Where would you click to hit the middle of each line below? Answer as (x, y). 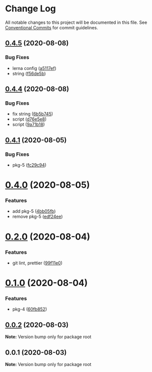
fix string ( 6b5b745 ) (33, 114)
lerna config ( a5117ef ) (34, 68)
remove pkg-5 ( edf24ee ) (37, 217)
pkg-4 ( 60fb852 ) (29, 309)
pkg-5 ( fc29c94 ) (29, 165)
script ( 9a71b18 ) (28, 124)
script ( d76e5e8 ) (29, 119)
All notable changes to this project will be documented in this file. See (76, 22)
